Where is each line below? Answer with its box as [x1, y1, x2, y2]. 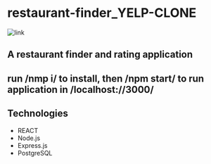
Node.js [17, 134, 41, 142]
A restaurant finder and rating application [7, 49, 193, 61]
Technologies [7, 108, 69, 120]
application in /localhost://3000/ [7, 83, 154, 96]
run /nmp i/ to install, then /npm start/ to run [7, 72, 205, 84]
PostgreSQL [17, 149, 53, 157]
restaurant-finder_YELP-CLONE [7, 5, 197, 21]
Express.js [17, 141, 48, 149]
